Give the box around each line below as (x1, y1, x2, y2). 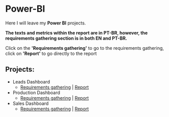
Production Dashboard (12, 90, 60, 96)
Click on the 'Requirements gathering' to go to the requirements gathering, (5, 45, 164, 51)
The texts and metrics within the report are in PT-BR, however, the (5, 30, 148, 36)
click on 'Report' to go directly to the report (5, 50, 97, 56)
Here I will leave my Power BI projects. (5, 20, 86, 26)
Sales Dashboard (12, 100, 49, 106)
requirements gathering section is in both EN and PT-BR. (5, 35, 127, 41)
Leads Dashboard (12, 78, 50, 84)
